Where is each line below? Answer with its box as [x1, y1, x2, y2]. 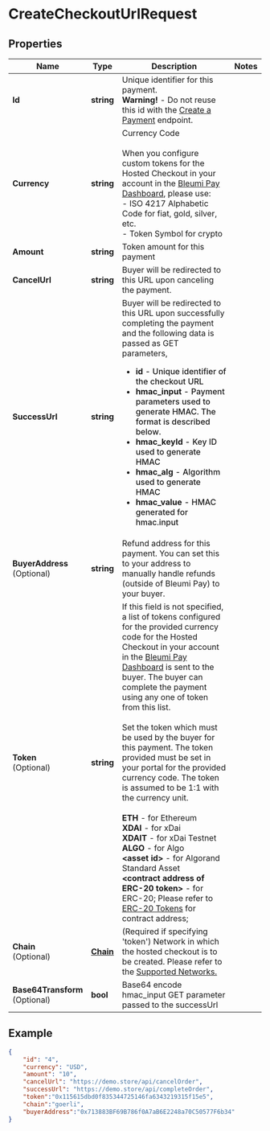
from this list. [121, 701, 171, 713]
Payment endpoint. [121, 114, 194, 125]
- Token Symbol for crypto [121, 228, 223, 239]
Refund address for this [121, 538, 211, 549]
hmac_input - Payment [135, 386, 225, 397]
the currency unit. [121, 792, 189, 803]
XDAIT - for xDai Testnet [121, 833, 217, 843]
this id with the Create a [121, 105, 211, 115]
